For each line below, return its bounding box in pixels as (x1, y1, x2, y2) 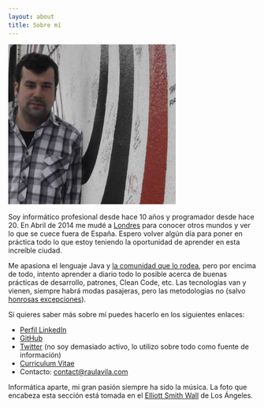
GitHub (19, 333, 43, 342)
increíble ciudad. (8, 245, 63, 255)
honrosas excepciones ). (8, 294, 87, 304)
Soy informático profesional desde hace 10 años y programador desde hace (8, 211, 255, 221)
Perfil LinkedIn (19, 324, 67, 335)
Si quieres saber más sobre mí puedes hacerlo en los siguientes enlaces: (8, 309, 245, 319)
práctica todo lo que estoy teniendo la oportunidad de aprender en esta (8, 237, 240, 246)
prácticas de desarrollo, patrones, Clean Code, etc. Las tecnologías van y (8, 277, 247, 287)
